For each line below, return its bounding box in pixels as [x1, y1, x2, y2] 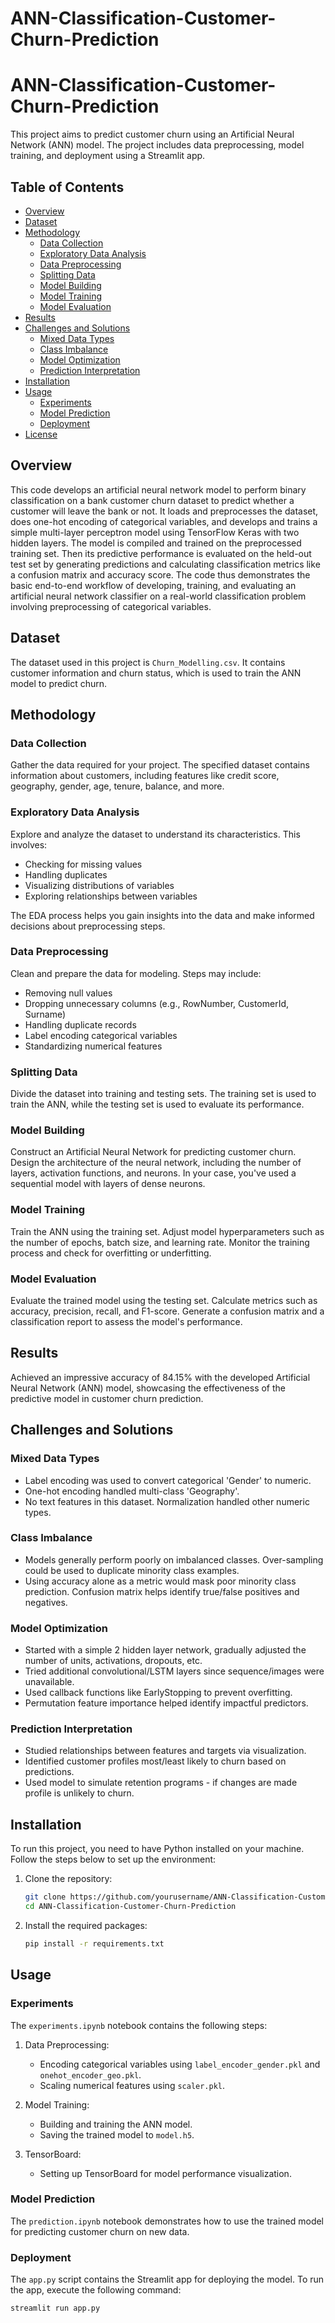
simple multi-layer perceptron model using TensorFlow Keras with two [10, 526, 300, 538]
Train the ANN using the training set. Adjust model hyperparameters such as [10, 1225, 325, 1237]
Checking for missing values [24, 858, 143, 870]
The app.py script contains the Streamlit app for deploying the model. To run [10, 2273, 325, 2286]
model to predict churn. [10, 677, 108, 689]
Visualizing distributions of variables [24, 879, 175, 891]
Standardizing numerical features [24, 1040, 163, 1052]
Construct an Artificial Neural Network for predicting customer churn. [10, 1146, 297, 1158]
